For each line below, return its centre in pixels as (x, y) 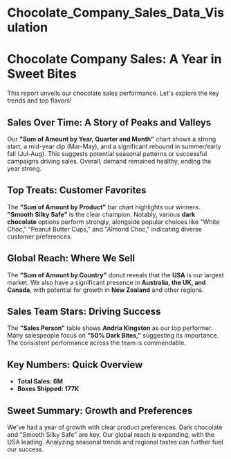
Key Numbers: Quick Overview (75, 364)
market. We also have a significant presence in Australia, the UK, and (107, 282)
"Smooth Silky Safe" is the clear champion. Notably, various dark (101, 214)
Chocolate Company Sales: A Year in (114, 59)
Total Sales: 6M (40, 381)
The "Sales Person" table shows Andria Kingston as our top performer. (110, 328)
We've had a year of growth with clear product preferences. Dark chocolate (115, 427)
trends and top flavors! (39, 101)
